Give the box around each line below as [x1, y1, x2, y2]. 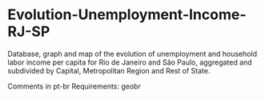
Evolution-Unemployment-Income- [7, 6, 247, 24]
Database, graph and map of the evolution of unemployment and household [7, 49, 258, 58]
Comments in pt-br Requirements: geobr [7, 81, 141, 91]
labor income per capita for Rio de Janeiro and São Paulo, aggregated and [7, 57, 253, 67]
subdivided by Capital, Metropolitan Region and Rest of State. [7, 65, 211, 75]
